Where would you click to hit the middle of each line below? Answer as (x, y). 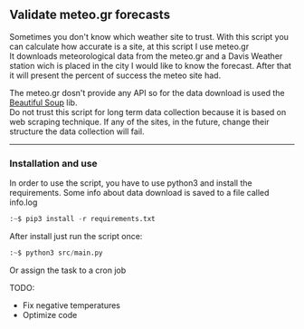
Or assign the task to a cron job (68, 270)
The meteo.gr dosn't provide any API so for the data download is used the (147, 92)
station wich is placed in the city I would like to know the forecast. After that (151, 65)
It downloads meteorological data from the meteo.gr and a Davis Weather (146, 56)
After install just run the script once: (76, 236)
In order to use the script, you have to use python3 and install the (131, 183)
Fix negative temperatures (71, 305)
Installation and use (53, 163)
